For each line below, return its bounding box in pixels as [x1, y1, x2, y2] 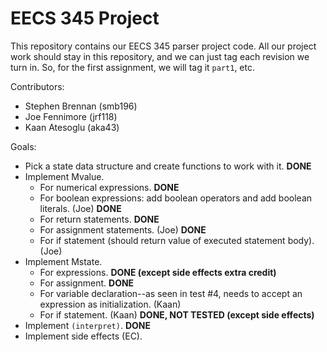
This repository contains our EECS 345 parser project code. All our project [10, 40, 317, 52]
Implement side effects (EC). [24, 330, 143, 342]
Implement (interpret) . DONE [24, 319, 151, 331]
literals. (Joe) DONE [39, 202, 122, 214]
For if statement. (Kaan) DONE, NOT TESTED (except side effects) [39, 308, 315, 321]
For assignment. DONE [39, 277, 135, 289]
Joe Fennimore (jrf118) [24, 110, 118, 122]
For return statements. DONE [39, 213, 160, 225]
